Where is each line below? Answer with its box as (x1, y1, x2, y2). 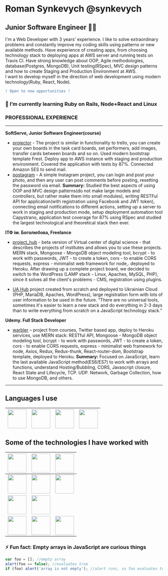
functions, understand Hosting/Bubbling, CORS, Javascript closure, (12, 364, 151, 370)
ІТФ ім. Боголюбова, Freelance (5, 229, 71, 236)
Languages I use (5, 394, 57, 403)
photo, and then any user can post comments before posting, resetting (12, 177, 158, 183)
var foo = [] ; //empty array (5, 557, 66, 562)
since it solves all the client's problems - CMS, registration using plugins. (12, 276, 162, 282)
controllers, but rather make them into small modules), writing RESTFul (12, 193, 158, 199)
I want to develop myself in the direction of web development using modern (5, 74, 161, 79)
